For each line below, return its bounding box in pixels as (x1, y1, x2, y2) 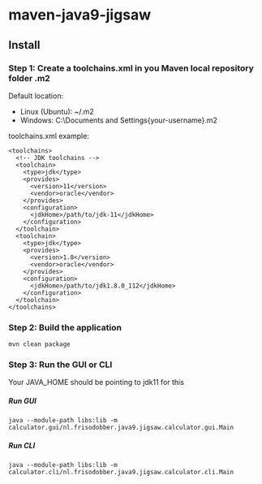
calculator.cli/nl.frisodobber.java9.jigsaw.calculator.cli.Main (8, 469, 234, 477)
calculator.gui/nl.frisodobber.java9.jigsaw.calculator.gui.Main (8, 424, 234, 432)
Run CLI (8, 441, 36, 451)
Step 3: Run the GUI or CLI (8, 359, 113, 370)
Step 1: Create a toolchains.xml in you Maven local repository (8, 63, 254, 74)
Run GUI (8, 396, 37, 406)
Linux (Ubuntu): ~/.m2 (19, 106, 95, 116)
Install (8, 38, 41, 52)
